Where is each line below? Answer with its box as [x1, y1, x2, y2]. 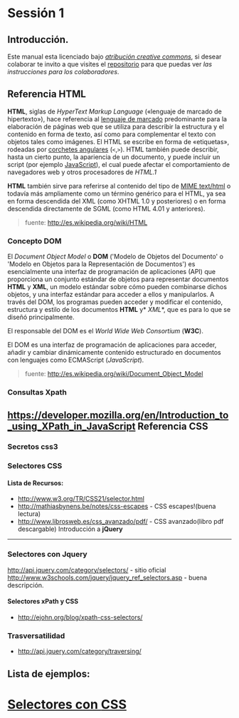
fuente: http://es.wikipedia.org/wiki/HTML [24, 218, 148, 226]
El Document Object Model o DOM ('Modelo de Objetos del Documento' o [7, 252, 224, 261]
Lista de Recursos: [7, 478, 64, 487]
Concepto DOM [7, 236, 62, 246]
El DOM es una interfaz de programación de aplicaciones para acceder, [7, 340, 217, 349]
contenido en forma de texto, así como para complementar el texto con [7, 130, 216, 138]
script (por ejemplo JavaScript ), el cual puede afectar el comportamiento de [7, 160, 230, 168]
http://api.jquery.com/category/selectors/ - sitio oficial [7, 565, 166, 574]
